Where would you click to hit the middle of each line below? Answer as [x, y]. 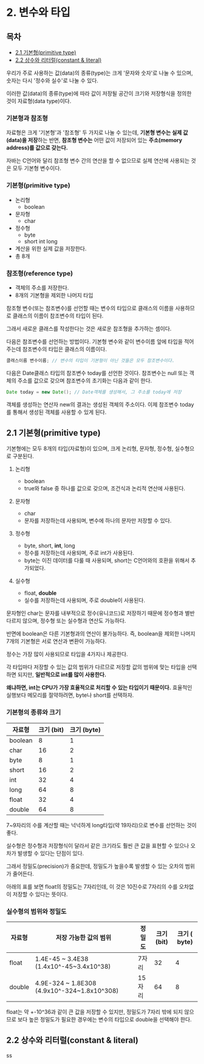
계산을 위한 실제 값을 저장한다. [51, 248]
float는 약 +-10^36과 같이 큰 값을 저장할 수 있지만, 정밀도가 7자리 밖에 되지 [95, 1012]
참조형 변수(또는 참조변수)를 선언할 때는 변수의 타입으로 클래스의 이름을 [90, 308]
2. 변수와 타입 [39, 12]
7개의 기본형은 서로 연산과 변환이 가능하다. [56, 642]
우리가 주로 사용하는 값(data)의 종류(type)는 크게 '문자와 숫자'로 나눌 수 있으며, [100, 73]
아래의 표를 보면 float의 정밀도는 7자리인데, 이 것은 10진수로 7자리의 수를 [92, 886]
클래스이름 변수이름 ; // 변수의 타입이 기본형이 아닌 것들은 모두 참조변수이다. [90, 361]
